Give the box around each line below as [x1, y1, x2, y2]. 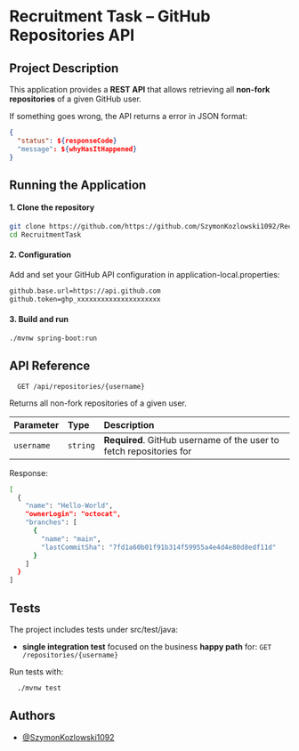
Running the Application [9, 177, 147, 192]
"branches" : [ [25, 518, 77, 527]
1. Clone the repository [9, 202, 95, 213]
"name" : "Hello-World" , [25, 501, 114, 511]
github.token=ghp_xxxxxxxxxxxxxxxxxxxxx [9, 295, 162, 303]
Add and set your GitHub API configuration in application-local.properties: [9, 270, 280, 280]
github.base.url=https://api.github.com [9, 287, 162, 295]
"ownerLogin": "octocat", [25, 510, 122, 519]
